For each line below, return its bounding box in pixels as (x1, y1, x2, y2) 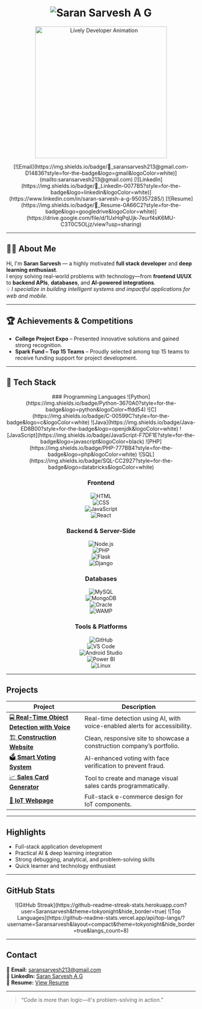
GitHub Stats (6, 886, 55, 896)
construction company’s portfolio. (84, 742, 180, 750)
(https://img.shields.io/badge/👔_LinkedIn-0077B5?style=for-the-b (20, 182, 182, 189)
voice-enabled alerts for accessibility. (84, 722, 192, 730)
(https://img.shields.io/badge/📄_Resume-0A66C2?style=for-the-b (20, 201, 182, 208)
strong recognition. (14, 341, 63, 349)
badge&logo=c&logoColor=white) (7, 419, 90, 426)
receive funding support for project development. (14, 354, 138, 361)
